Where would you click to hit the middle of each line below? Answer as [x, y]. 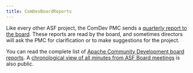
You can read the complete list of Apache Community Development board [95, 51]
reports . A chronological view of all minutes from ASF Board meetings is [93, 57]
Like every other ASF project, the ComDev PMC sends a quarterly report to [97, 28]
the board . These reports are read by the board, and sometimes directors [94, 34]
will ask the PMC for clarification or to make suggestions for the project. [93, 40]
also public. [20, 64]
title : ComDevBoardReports [39, 11]
